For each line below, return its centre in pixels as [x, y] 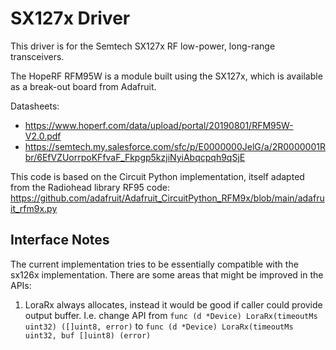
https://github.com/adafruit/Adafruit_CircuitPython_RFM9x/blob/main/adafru [167, 198]
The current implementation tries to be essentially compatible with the [154, 264]
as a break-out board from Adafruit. [83, 86]
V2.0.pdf [43, 136]
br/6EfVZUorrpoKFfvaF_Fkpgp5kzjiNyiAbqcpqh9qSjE [135, 157]
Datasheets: [35, 106]
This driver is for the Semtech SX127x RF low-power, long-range [143, 46]
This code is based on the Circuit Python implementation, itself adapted [157, 176]
